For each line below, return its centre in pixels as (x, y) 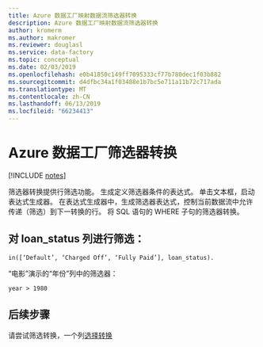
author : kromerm (35, 30)
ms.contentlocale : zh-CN (49, 97)
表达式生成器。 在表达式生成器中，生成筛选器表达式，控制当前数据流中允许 (131, 201)
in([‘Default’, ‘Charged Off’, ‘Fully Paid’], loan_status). (111, 257)
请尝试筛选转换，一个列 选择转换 (60, 335)
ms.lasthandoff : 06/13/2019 (55, 104)
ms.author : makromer (42, 38)
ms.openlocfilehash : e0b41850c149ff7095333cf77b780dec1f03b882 (115, 74)
